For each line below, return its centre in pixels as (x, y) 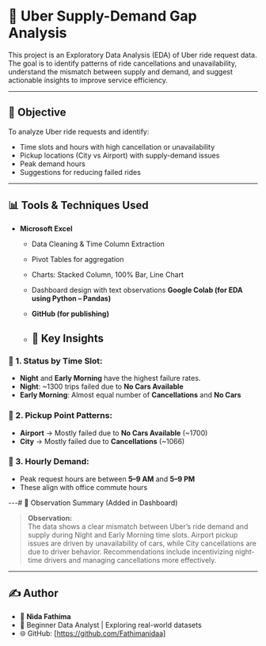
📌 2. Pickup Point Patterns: (61, 416)
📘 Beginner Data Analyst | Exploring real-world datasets (110, 625)
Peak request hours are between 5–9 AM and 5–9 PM (107, 479)
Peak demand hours (52, 163)
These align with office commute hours (84, 487)
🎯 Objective (37, 113)
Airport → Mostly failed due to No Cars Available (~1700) (114, 433)
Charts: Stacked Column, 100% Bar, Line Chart (108, 274)
